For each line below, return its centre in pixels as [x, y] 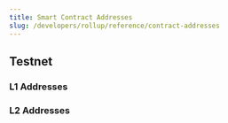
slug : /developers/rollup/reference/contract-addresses [114, 26]
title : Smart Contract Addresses [71, 17]
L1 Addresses [39, 87]
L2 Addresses [40, 110]
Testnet [31, 61]
